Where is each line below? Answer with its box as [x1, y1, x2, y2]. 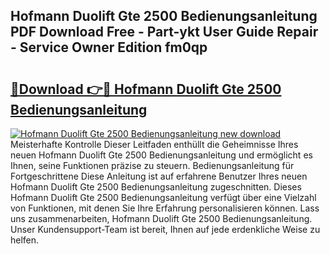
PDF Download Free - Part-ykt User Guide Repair [10, 24, 319, 41]
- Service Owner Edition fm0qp [10, 39, 208, 56]
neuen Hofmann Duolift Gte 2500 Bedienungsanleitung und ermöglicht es [10, 149, 313, 161]
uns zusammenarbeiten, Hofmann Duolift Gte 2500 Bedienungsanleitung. [10, 213, 313, 224]
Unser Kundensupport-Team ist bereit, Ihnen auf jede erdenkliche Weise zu [10, 224, 321, 235]
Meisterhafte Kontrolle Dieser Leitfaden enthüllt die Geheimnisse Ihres [10, 139, 299, 150]
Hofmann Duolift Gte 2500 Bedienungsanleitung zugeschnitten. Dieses [10, 181, 302, 193]
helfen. [10, 234, 40, 246]
